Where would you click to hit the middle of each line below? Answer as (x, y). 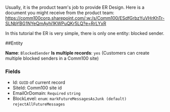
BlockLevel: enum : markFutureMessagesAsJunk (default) (70, 99)
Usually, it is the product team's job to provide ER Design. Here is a (75, 7)
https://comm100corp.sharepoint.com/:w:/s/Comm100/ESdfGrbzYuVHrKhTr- (85, 18)
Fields (13, 71)
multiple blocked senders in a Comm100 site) (52, 58)
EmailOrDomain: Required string (47, 93)
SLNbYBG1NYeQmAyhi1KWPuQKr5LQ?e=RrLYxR (56, 23)
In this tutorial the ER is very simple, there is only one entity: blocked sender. (85, 33)
